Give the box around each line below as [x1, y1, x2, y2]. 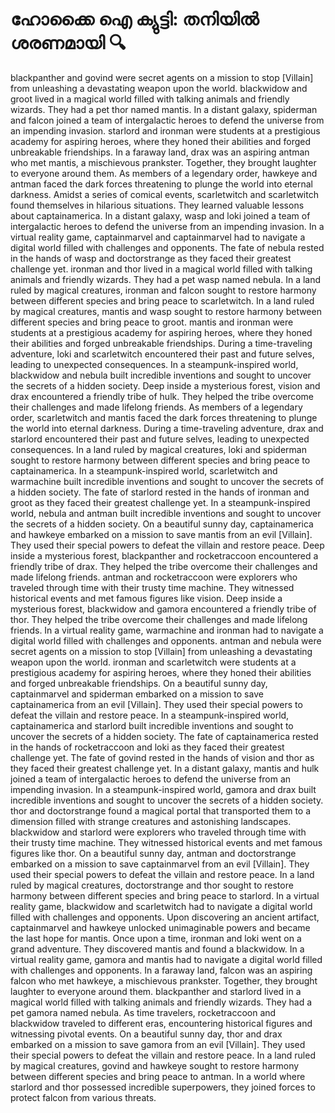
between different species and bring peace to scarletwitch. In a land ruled [10, 294, 315, 307]
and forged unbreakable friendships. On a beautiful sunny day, [10, 677, 268, 689]
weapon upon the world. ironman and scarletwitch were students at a [10, 656, 297, 668]
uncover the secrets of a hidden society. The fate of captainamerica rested [10, 730, 319, 742]
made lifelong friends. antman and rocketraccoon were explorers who [10, 571, 298, 583]
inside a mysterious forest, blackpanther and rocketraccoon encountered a [10, 549, 319, 562]
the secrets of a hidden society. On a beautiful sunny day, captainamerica [10, 518, 314, 530]
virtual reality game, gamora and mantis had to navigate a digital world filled [10, 953, 323, 965]
